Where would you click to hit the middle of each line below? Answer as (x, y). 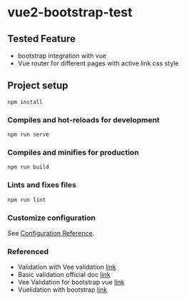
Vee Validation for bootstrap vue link (71, 282)
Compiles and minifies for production (73, 152)
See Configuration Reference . (51, 233)
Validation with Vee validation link (67, 267)
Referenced (28, 251)
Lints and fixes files (42, 185)
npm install (25, 102)
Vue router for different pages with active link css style (98, 63)
